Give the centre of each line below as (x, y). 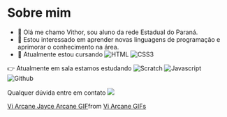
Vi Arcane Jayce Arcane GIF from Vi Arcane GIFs (77, 106)
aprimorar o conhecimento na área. (68, 47)
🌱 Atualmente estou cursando (60, 54)
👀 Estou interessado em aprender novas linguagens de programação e (119, 39)
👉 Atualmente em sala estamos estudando (69, 68)
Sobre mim (39, 13)
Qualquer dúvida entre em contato (57, 93)
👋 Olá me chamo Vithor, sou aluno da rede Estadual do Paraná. (108, 32)
